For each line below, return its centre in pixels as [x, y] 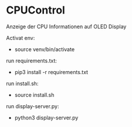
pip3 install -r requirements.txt [51, 72]
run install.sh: [22, 83]
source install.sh [34, 95]
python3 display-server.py [46, 118]
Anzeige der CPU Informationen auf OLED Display [66, 26]
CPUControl [36, 10]
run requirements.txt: [32, 61]
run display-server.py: [33, 106]
